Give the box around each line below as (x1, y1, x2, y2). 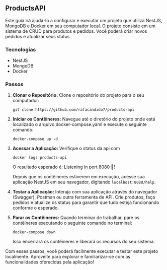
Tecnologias (5, 46, 36, 53)
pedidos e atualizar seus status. (5, 33, 71, 39)
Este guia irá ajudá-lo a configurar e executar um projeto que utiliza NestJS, (5, 17, 162, 23)
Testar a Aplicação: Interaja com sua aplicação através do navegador (12, 189, 157, 195)
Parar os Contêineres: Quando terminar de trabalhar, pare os (12, 215, 140, 221)
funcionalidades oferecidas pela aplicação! (5, 259, 95, 265)
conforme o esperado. (12, 205, 59, 211)
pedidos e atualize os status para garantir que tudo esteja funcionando (12, 199, 159, 206)
